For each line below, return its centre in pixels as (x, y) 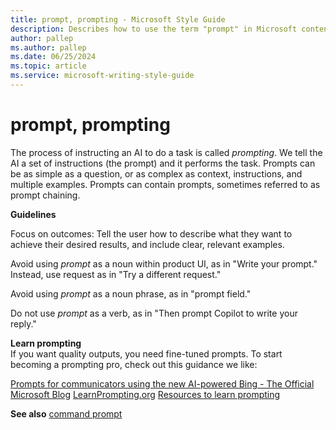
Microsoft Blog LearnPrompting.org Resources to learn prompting (145, 394)
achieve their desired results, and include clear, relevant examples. (147, 244)
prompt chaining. (45, 195)
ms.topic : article (48, 66)
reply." (23, 323)
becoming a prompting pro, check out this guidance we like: (134, 364)
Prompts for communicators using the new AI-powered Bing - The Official (162, 383)
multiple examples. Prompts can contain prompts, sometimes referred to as (165, 184)
